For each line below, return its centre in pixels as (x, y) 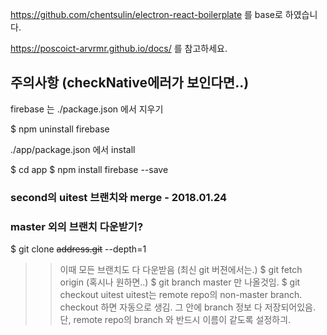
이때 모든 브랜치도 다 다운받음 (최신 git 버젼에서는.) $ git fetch (181, 270)
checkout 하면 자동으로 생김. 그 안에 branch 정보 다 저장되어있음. (188, 307)
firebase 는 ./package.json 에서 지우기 (87, 109)
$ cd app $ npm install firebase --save (89, 169)
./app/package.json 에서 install (73, 149)
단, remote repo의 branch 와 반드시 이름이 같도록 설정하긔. (175, 320)
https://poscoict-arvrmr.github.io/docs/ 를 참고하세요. (119, 48)
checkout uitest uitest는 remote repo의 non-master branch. (181, 295)
